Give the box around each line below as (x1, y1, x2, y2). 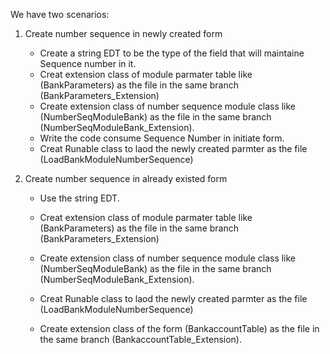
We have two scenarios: (10, 9, 110, 20)
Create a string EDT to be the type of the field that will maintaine (39, 47, 305, 59)
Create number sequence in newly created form (24, 28, 223, 39)
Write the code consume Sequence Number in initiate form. (39, 132, 285, 144)
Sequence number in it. (39, 58, 137, 69)
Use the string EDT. (39, 192, 120, 204)
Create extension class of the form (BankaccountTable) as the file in (39, 323, 320, 334)
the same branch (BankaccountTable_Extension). (39, 334, 242, 345)
